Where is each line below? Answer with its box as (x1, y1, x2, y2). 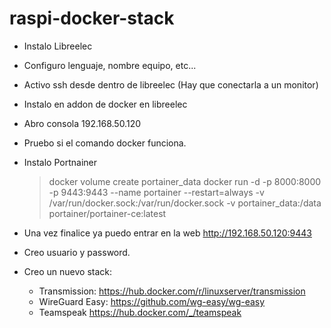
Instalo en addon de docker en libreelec (23, 98, 188, 110)
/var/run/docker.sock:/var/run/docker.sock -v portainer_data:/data (48, 197, 322, 209)
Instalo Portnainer (23, 156, 98, 168)
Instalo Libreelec (23, 40, 93, 52)
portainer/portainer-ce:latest (48, 207, 167, 219)
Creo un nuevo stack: (23, 265, 113, 277)
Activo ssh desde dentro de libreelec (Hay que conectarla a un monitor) (23, 78, 319, 91)
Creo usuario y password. (23, 246, 131, 258)
